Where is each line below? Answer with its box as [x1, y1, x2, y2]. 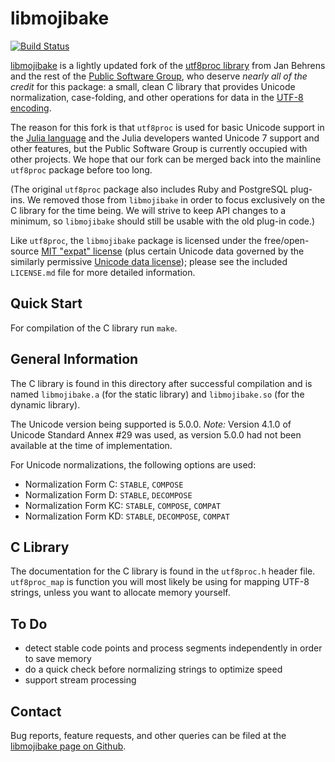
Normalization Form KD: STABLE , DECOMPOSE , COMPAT [24, 510, 230, 522]
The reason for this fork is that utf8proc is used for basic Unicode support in [10, 121, 325, 133]
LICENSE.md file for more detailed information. [10, 266, 196, 278]
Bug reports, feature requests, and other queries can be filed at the [10, 730, 287, 741]
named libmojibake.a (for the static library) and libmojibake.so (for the [10, 388, 305, 400]
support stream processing [24, 674, 137, 686]
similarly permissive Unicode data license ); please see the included [10, 255, 288, 267]
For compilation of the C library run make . [10, 322, 178, 334]
